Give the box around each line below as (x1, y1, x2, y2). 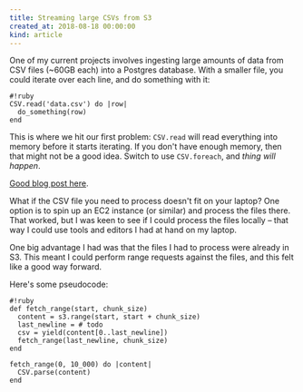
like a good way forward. (9, 261, 103, 272)
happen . (9, 161, 41, 171)
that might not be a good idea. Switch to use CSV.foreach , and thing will (9, 151, 277, 162)
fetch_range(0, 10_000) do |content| (9, 360, 152, 369)
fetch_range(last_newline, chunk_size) (17, 337, 169, 346)
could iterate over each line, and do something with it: (9, 74, 210, 85)
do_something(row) (17, 108, 88, 117)
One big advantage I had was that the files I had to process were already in (9, 242, 289, 253)
